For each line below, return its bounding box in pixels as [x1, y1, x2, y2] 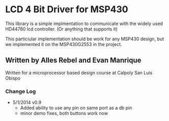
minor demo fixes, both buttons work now [20, 110, 108, 116]
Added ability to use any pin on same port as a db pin [20, 105, 132, 111]
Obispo [5, 75, 21, 81]
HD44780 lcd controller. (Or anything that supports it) [5, 26, 118, 32]
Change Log [5, 88, 36, 95]
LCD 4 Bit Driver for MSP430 [5, 4, 128, 15]
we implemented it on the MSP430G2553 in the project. [5, 41, 122, 47]
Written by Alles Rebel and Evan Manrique [5, 56, 142, 65]
